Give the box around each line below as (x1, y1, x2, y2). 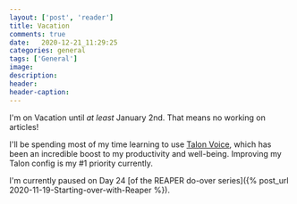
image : (9, 63, 34, 72)
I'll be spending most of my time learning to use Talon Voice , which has (9, 139, 272, 150)
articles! (9, 121, 39, 132)
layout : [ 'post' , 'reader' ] (9, 12, 115, 22)
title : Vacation (9, 21, 70, 30)
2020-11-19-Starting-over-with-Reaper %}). (9, 184, 171, 195)
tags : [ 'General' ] (9, 54, 78, 63)
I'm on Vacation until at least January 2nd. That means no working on (9, 112, 266, 123)
